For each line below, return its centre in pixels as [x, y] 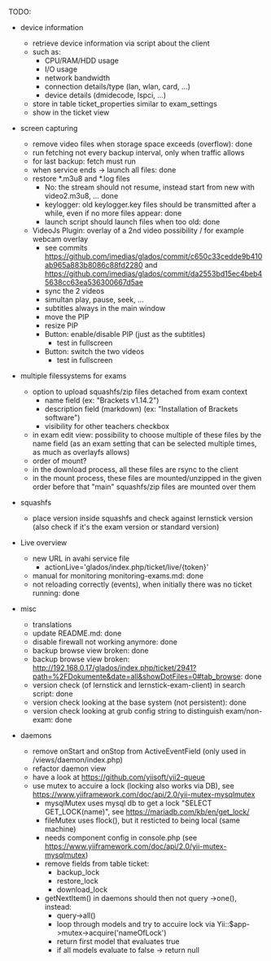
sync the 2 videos [74, 291]
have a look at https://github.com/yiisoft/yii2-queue [118, 777]
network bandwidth [77, 78]
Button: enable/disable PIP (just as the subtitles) [125, 334]
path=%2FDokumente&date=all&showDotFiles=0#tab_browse [137, 676]
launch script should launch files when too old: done [132, 222]
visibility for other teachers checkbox [107, 426]
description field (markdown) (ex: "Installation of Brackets [141, 409]
